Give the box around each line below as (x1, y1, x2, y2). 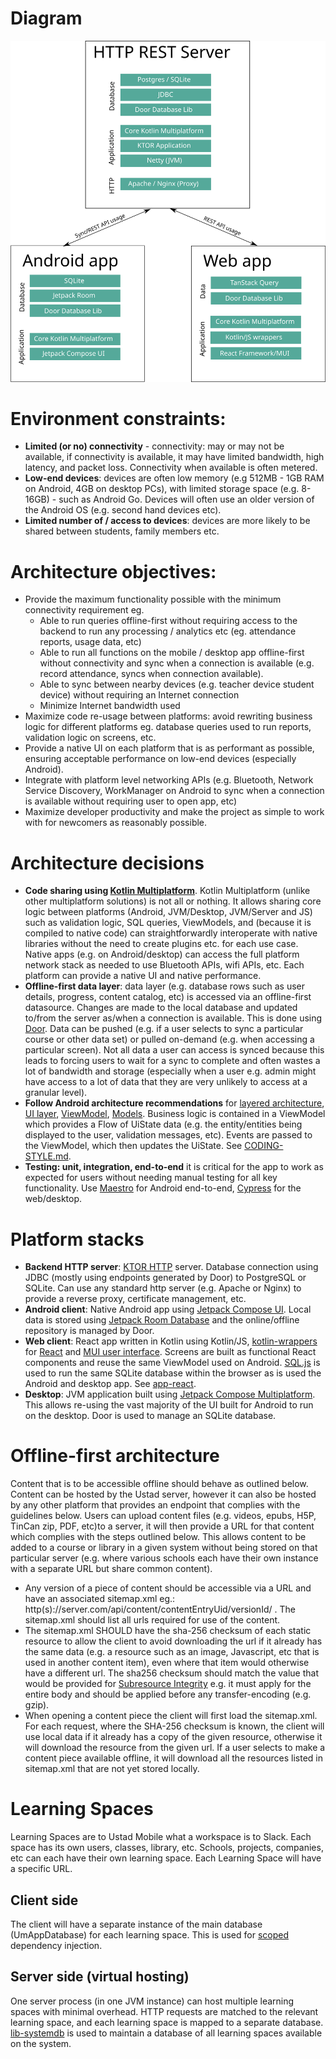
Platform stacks (10, 1228, 145, 1251)
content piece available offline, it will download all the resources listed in (24, 1752, 323, 1764)
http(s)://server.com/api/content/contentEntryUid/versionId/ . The (24, 1603, 296, 1616)
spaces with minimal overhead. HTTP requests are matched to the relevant (10, 2005, 319, 2017)
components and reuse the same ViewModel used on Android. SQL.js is (24, 1357, 321, 1369)
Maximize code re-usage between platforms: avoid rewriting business (24, 710, 313, 722)
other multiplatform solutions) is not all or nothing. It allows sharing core (24, 895, 322, 907)
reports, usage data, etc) (39, 636, 142, 648)
